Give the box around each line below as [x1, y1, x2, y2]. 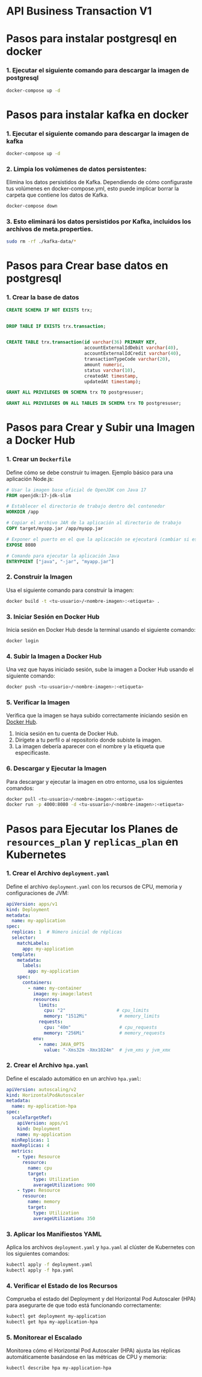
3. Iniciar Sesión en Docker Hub [6, 612, 100, 621]
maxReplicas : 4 [11, 1142, 50, 1149]
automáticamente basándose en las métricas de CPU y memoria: [6, 1353, 167, 1361]
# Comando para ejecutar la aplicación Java [6, 553, 120, 559]
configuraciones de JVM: [6, 889, 69, 897]
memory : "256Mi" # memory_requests [44, 1030, 165, 1036]
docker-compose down [6, 203, 58, 209]
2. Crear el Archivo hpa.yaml [6, 1061, 89, 1069]
